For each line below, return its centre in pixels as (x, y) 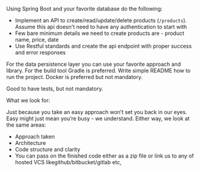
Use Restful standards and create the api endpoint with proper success (103, 46)
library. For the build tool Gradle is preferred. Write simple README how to (98, 71)
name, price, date (37, 40)
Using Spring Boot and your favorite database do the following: (84, 9)
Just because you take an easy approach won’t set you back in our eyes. (97, 112)
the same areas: (26, 125)
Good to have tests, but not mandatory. (55, 89)
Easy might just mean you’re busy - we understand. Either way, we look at (98, 118)
